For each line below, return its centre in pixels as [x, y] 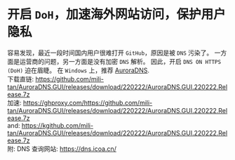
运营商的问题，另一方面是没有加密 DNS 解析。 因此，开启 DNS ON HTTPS [120, 61]
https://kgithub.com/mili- [57, 125]
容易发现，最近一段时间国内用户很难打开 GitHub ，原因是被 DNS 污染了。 [110, 53]
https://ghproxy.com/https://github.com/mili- [88, 102]
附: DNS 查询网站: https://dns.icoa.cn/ [62, 149]
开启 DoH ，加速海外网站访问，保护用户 [116, 14]
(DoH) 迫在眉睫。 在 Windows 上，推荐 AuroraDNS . [78, 70]
